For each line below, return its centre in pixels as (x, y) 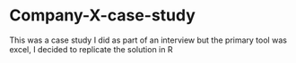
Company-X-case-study (102, 16)
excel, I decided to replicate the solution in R (91, 49)
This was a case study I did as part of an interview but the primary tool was (148, 40)
